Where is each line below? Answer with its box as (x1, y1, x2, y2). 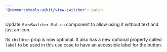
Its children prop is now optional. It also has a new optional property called (5, 36, 162, 42)
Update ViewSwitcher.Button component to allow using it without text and (5, 21, 158, 27)
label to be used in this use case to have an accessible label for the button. (5, 41, 162, 48)
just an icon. (5, 26, 31, 33)
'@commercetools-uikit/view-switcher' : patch (5, 7, 103, 13)
